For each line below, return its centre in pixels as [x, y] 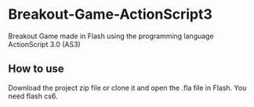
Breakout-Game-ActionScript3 [111, 14]
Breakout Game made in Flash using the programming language [111, 36]
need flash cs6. [33, 96]
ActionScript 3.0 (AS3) [44, 44]
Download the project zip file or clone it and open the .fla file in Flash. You [127, 87]
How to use [36, 69]
